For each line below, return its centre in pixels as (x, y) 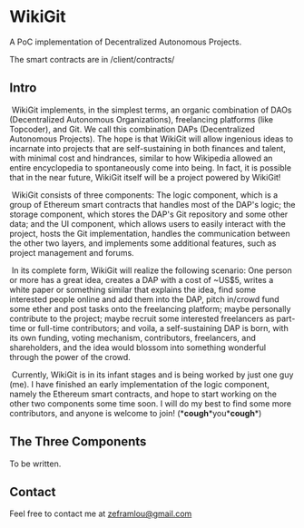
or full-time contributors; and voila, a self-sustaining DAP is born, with (158, 328)
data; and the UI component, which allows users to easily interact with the (147, 223)
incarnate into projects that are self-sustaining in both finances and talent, (147, 148)
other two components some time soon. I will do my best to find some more (151, 403)
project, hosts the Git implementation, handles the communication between (150, 233)
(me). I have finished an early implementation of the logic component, (140, 384)
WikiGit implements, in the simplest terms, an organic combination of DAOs (152, 110)
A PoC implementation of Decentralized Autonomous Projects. (126, 42)
